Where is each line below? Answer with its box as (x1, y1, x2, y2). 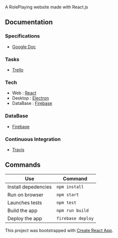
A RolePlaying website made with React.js (5, 4, 88, 10)
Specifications (5, 33, 40, 39)
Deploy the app (7, 215, 43, 221)
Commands (5, 161, 41, 169)
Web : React (12, 90, 37, 96)
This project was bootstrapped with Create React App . (5, 227, 114, 233)
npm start (56, 192, 79, 197)
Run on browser (7, 191, 44, 198)
